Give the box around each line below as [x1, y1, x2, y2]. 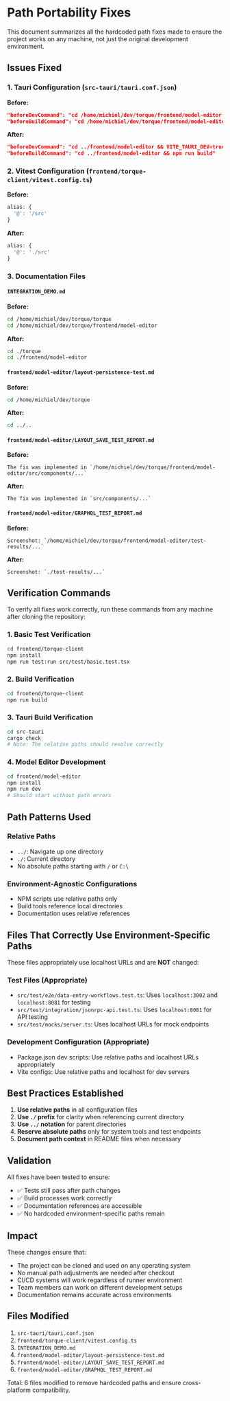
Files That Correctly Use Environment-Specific [7, 929, 211, 941]
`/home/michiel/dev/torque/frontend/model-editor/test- [43, 537, 207, 544]
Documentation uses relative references [16, 909, 130, 918]
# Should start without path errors [7, 792, 112, 799]
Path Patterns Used [7, 811, 91, 822]
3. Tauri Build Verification [7, 713, 94, 722]
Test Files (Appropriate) [7, 975, 88, 985]
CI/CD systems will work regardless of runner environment [16, 1276, 183, 1284]
